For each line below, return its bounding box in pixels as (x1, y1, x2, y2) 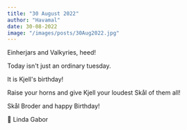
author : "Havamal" (7, 17, 60, 24)
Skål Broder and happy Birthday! (7, 102, 100, 111)
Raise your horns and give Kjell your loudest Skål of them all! (7, 89, 181, 97)
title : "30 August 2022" (7, 10, 79, 17)
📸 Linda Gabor (7, 115, 49, 124)
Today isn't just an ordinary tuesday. (7, 62, 111, 70)
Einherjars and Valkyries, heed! (7, 48, 96, 57)
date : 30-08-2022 (7, 23, 58, 30)
